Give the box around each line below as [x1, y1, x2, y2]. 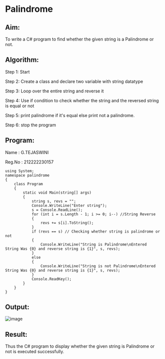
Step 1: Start [5, 69, 30, 75]
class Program [14, 181, 43, 186]
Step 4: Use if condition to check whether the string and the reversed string [5, 97, 159, 103]
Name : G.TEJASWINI [5, 149, 49, 155]
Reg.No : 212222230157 [5, 159, 54, 165]
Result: [5, 330, 28, 339]
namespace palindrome [5, 173, 50, 178]
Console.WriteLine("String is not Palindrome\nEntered [40, 263, 156, 269]
